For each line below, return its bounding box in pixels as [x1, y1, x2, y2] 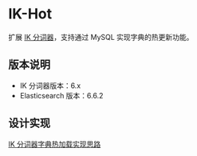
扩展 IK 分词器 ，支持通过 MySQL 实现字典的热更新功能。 [8, 32, 194, 42]
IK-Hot [8, 5, 53, 23]
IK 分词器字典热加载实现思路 [8, 139, 101, 149]
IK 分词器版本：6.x [19, 81, 81, 90]
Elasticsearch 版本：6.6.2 [19, 90, 104, 100]
